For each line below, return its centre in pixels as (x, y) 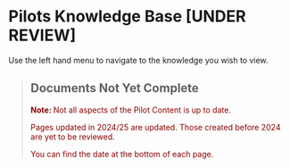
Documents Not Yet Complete (115, 88)
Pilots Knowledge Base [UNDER (127, 17)
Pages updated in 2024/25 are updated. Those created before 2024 (155, 127)
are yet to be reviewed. (72, 137)
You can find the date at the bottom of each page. (122, 154)
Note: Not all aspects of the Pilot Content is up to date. (130, 110)
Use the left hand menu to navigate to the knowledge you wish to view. (138, 60)
